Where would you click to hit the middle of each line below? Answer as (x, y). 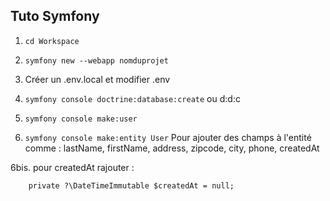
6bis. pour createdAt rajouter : (72, 167)
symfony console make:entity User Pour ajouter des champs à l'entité (168, 137)
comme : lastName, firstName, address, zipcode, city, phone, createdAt (172, 148)
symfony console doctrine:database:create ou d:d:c (132, 98)
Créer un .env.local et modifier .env (97, 79)
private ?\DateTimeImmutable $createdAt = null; (131, 185)
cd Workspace (52, 41)
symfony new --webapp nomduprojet (96, 60)
